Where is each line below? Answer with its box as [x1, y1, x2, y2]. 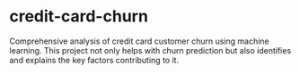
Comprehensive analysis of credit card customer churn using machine [9, 36, 269, 46]
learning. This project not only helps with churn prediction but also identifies [9, 45, 292, 55]
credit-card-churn [9, 6, 148, 27]
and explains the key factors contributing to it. [9, 54, 180, 65]
